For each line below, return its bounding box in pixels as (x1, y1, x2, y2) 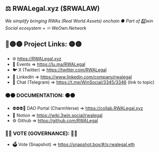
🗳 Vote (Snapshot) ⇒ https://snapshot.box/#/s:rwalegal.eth (12, 142, 135, 148)
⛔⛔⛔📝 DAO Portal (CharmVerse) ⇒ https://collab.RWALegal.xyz (12, 105, 144, 111)
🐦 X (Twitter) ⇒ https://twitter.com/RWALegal (12, 67, 107, 73)
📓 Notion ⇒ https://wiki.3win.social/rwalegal (12, 112, 103, 118)
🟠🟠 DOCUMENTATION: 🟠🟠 (5, 92, 75, 99)
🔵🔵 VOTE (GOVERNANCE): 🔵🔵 (5, 130, 78, 137)
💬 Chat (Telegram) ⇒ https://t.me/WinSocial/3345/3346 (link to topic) (12, 79, 155, 85)
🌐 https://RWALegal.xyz (12, 55, 62, 61)
